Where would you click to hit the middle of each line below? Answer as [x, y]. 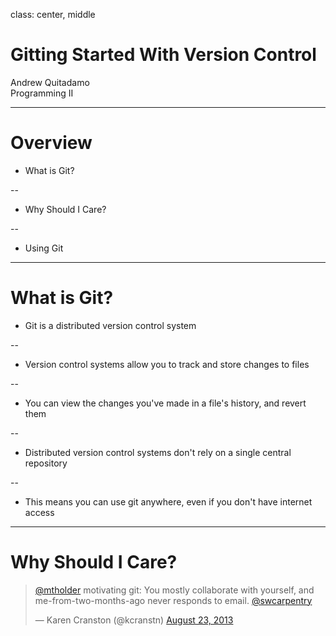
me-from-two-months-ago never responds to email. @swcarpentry [173, 600]
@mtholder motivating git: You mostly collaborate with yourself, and [174, 590]
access [39, 512]
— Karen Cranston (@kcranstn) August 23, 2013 [134, 620]
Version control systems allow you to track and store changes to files [167, 364]
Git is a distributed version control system [110, 325]
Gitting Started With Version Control [163, 55]
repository [46, 463]
